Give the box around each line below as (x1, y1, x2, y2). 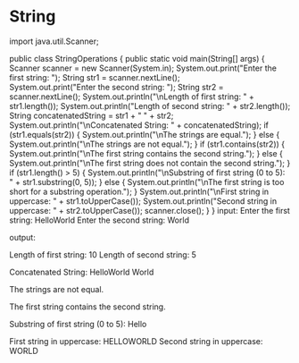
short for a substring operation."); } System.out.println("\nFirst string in (9, 186, 270, 197)
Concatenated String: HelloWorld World (9, 266, 154, 277)
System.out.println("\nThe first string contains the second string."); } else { (9, 148, 284, 158)
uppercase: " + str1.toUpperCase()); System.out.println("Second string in (9, 195, 278, 207)
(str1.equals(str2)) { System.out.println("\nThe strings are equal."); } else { (9, 129, 280, 139)
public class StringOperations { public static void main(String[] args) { (9, 53, 265, 63)
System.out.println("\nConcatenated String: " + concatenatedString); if (9, 119, 270, 131)
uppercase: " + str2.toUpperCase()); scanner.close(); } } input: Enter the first (9, 205, 290, 215)
